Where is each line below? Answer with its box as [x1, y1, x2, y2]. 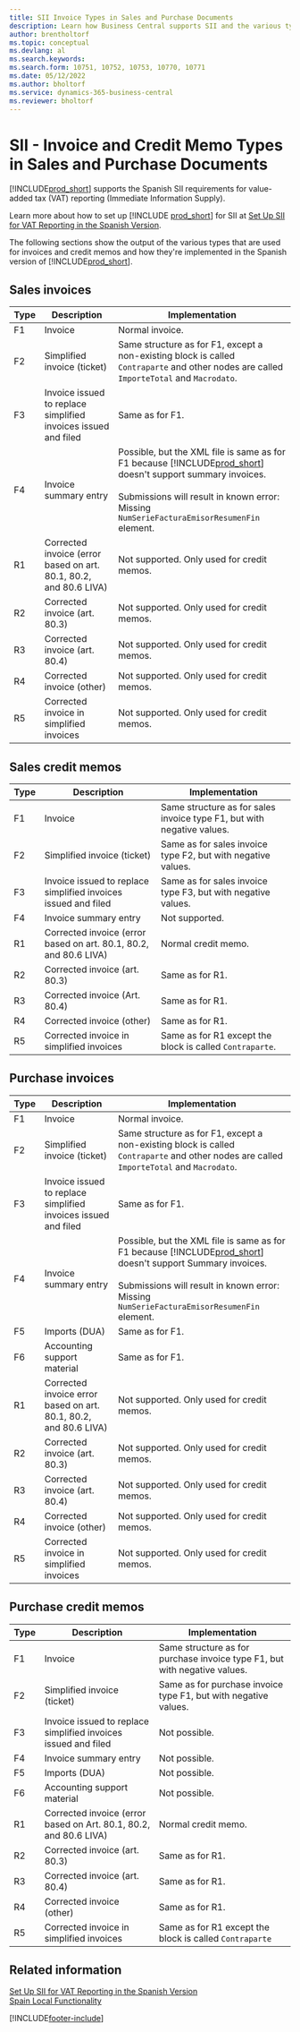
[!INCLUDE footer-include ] [9, 2013, 104, 2024]
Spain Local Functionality [9, 1995, 103, 2006]
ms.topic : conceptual [9, 38, 90, 47]
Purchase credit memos [9, 1600, 145, 1615]
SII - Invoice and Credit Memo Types [9, 135, 284, 155]
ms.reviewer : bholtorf [9, 96, 94, 106]
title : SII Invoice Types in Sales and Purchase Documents [9, 13, 234, 22]
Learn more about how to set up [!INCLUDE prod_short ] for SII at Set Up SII [9, 210, 286, 221]
